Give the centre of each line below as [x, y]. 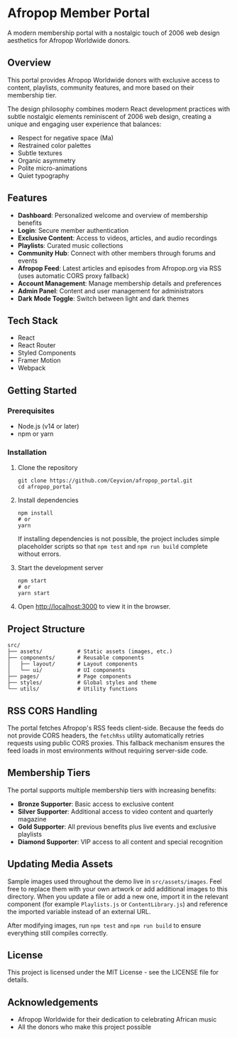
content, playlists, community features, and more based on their [101, 88]
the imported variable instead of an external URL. [79, 911]
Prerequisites [31, 411]
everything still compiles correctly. [58, 933]
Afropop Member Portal [79, 13]
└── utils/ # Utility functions [73, 689]
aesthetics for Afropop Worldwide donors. [69, 40]
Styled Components [47, 353]
